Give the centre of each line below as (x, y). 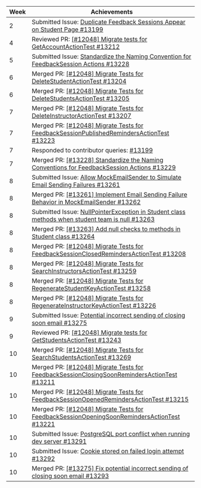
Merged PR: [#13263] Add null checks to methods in (106, 229)
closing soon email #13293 (71, 476)
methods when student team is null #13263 (93, 219)
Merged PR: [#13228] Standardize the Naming (98, 160)
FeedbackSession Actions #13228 (81, 64)
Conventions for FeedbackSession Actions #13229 (104, 167)
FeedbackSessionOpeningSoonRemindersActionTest (106, 417)
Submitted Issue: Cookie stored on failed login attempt (108, 451)
